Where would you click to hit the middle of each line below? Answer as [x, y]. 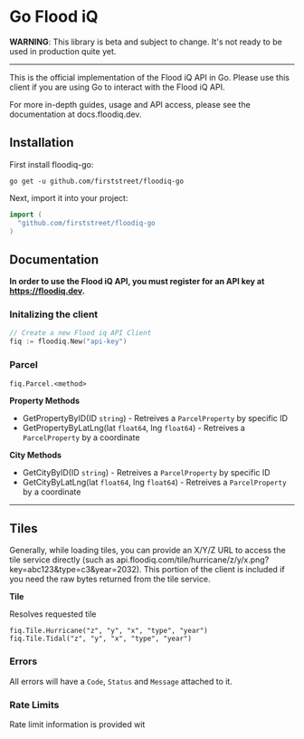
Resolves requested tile [53, 614]
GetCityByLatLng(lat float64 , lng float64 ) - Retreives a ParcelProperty [154, 482]
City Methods [35, 455]
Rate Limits [34, 705]
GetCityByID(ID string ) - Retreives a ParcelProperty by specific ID [146, 472]
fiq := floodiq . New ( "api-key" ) [68, 341]
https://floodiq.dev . [47, 291]
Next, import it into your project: [69, 197]
